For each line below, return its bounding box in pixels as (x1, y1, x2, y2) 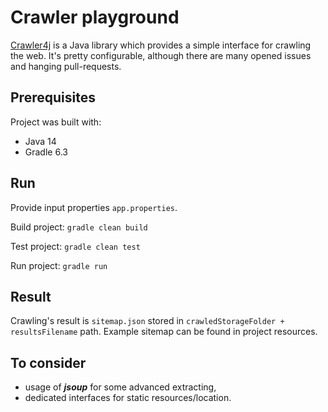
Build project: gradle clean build (10, 221, 148, 233)
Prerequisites (10, 89, 96, 106)
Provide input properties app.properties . (10, 201, 178, 213)
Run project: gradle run (10, 259, 108, 271)
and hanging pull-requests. (10, 60, 122, 72)
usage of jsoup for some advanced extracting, (24, 381, 217, 393)
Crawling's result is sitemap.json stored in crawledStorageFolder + (10, 315, 285, 327)
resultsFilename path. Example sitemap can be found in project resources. (10, 326, 318, 338)
